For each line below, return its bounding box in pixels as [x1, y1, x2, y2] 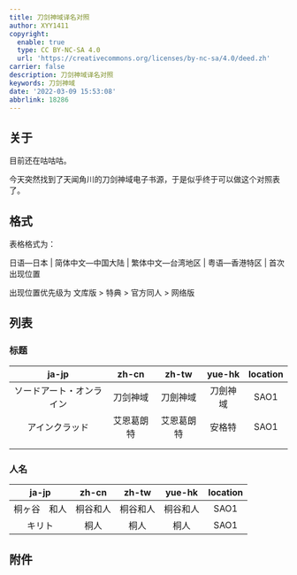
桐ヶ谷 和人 [13, 502, 68, 515]
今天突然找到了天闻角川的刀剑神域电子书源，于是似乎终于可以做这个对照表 [9, 174, 280, 185]
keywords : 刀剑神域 [9, 79, 76, 88]
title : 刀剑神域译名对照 [9, 12, 90, 22]
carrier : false [9, 63, 65, 72]
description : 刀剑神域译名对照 [9, 71, 114, 80]
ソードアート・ [13, 384, 76, 396]
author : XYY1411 [9, 21, 69, 30]
